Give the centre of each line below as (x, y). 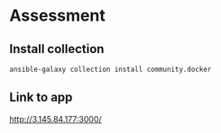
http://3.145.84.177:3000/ (55, 119)
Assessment (57, 16)
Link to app (41, 98)
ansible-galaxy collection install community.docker (110, 69)
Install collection (57, 49)
